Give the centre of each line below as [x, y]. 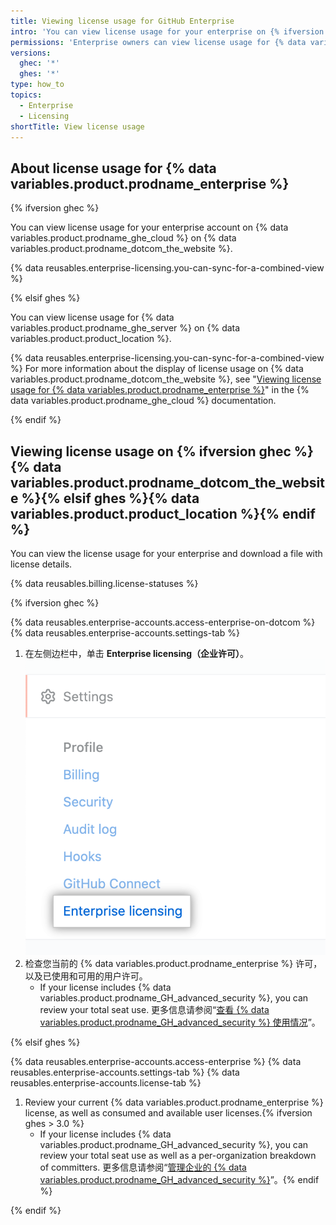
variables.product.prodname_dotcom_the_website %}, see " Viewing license [166, 379]
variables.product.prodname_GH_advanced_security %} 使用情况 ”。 [180, 1022]
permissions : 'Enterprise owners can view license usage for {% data [158, 42]
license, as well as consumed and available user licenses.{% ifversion [168, 1113]
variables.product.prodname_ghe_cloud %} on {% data [123, 238]
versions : [31, 53]
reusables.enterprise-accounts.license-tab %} [106, 1083]
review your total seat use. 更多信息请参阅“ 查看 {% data [154, 1010]
